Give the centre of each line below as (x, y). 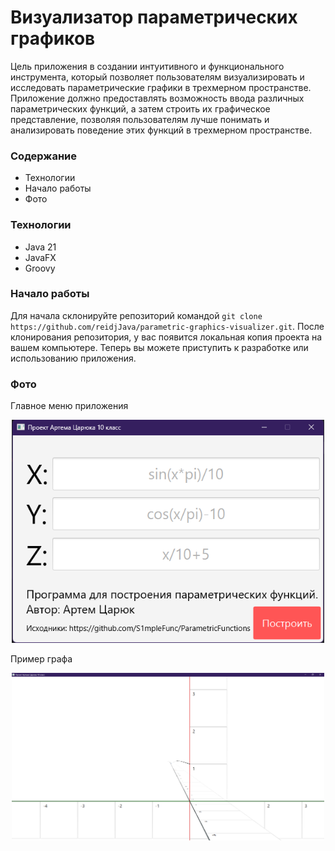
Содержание (44, 156)
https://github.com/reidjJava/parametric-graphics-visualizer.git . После (167, 326)
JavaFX (40, 257)
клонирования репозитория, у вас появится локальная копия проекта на (166, 337)
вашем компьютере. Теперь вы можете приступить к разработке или (159, 347)
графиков (53, 38)
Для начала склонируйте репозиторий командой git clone (136, 315)
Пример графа (41, 658)
